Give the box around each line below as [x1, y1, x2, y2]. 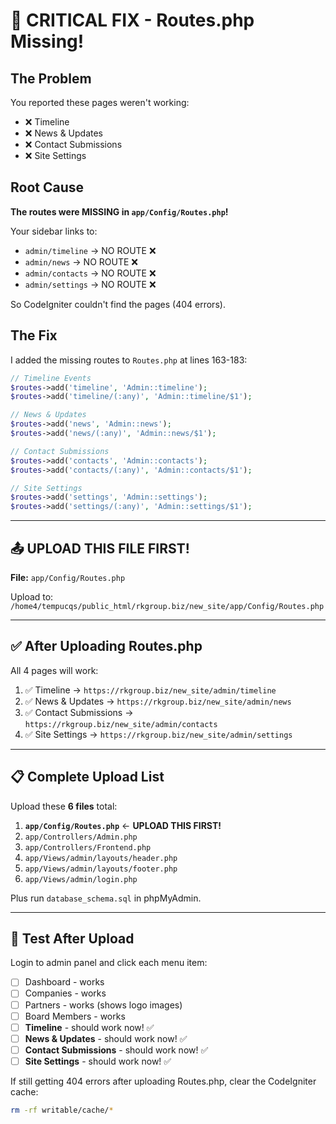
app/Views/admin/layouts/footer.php [24, 864, 178, 874]
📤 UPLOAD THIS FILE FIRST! [10, 540, 190, 557]
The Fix [10, 327, 58, 344]
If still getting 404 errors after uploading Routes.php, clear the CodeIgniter [10, 1075, 317, 1087]
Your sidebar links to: [10, 225, 98, 237]
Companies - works [24, 987, 107, 999]
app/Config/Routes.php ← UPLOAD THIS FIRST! [24, 819, 222, 831]
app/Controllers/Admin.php [24, 832, 138, 842]
